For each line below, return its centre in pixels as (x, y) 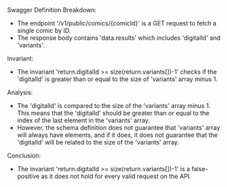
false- (200, 169)
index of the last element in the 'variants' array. (83, 120)
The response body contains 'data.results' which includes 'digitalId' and (119, 38)
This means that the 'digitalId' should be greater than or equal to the (113, 113)
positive (28, 176)
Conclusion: (24, 155)
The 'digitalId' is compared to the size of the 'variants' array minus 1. (113, 106)
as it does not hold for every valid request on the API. (116, 176)
